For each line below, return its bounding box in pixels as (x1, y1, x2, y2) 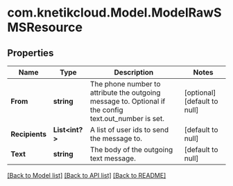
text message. (89, 154, 137, 163)
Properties (7, 47, 54, 59)
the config (89, 105, 123, 115)
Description (114, 68, 154, 77)
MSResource (7, 19, 83, 35)
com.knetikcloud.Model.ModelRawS (7, 5, 222, 21)
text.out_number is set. (89, 114, 165, 123)
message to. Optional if (89, 97, 166, 106)
